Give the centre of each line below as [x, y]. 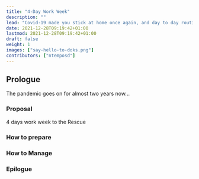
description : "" [26, 17]
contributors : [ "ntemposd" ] [41, 56]
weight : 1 [18, 45]
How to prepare [29, 137]
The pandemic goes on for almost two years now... [68, 94]
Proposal [19, 109]
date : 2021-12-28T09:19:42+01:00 [47, 28]
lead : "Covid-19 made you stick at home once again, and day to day [92, 22]
